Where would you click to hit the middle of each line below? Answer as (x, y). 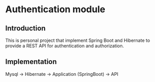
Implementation (31, 62)
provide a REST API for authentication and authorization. (65, 46)
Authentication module (56, 9)
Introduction (26, 28)
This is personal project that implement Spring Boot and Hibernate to (78, 40)
